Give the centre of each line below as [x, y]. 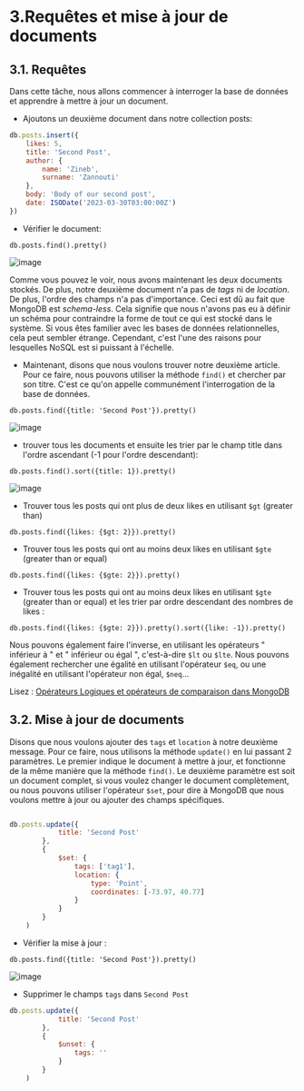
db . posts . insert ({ [44, 135]
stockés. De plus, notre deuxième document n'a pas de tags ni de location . [150, 289]
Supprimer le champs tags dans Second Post [105, 994]
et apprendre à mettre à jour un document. [89, 101]
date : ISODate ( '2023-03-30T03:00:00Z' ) [101, 203]
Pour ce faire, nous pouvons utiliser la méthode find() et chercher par [154, 374]
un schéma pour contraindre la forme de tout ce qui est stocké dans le [141, 318]
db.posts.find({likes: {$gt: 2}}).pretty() [93, 532]
